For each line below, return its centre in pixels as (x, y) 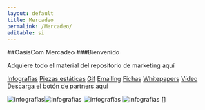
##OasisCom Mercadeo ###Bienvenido (63, 52)
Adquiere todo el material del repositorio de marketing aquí (91, 65)
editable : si (26, 33)
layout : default (30, 13)
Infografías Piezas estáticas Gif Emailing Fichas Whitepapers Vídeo (102, 79)
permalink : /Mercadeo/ (40, 26)
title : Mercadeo (30, 20)
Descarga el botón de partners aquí (58, 86)
